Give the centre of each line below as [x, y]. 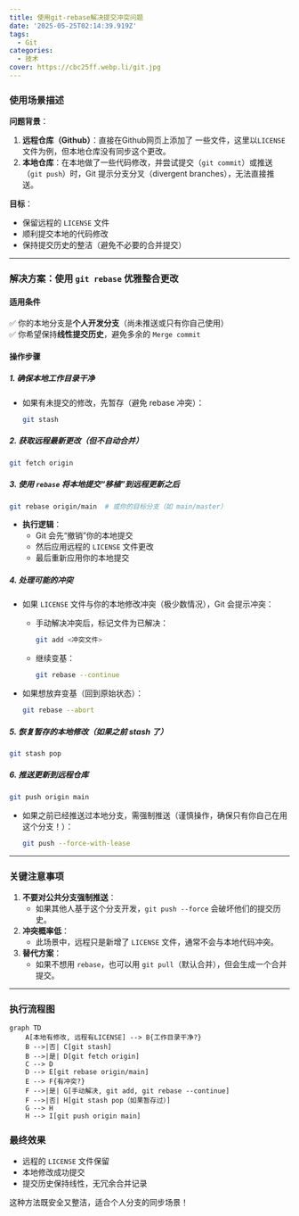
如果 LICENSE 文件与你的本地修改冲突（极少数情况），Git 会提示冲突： [148, 604]
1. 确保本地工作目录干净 [52, 378]
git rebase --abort [58, 710]
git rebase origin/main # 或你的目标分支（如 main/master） [118, 506]
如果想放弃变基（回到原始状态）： [83, 693]
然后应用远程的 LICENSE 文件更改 [94, 547]
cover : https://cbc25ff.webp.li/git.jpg [85, 68]
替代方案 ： [42, 953]
